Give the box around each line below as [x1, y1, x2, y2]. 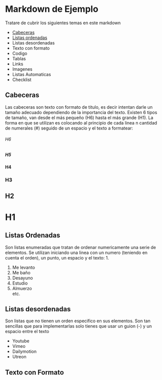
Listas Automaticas [12, 71, 51, 77]
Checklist [12, 77, 32, 83]
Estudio [12, 280, 28, 286]
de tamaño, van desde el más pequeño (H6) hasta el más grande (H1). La [5, 115, 154, 121]
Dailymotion [12, 348, 37, 354]
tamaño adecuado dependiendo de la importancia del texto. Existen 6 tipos [5, 109, 158, 115]
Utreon [12, 354, 27, 360]
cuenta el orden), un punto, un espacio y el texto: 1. [5, 254, 109, 260]
